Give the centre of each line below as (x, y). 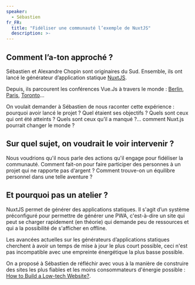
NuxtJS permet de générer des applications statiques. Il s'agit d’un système (98, 209)
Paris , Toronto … (25, 95)
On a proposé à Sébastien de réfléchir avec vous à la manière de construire (97, 263)
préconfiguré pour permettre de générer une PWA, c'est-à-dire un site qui (95, 216)
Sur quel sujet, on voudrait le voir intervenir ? (90, 144)
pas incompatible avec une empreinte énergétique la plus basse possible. (95, 252)
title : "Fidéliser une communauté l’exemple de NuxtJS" (81, 28)
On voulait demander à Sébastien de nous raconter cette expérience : (90, 106)
